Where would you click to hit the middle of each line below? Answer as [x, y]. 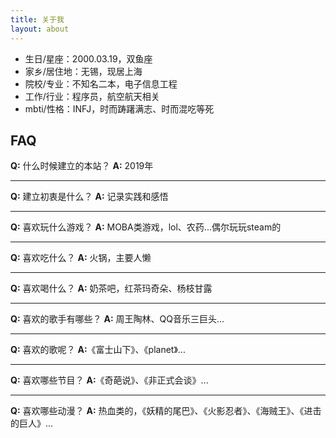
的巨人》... [32, 423]
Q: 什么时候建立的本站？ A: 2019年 [82, 166]
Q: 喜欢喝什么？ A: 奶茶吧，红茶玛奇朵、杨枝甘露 [111, 288]
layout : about [40, 29]
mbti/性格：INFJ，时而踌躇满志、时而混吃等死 [119, 108]
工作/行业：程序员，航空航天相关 [92, 96]
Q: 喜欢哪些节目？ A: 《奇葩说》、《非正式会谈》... [109, 380]
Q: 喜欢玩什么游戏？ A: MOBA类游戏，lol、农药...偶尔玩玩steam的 [146, 227]
